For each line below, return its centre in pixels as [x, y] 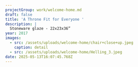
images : [13, 38]
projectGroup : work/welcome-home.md [43, 10]
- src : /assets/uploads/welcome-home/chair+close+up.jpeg [72, 43]
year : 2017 [17, 33]
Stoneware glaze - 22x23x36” [40, 29]
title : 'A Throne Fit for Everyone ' [45, 19]
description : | [21, 24]
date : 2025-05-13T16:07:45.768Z [39, 57]
